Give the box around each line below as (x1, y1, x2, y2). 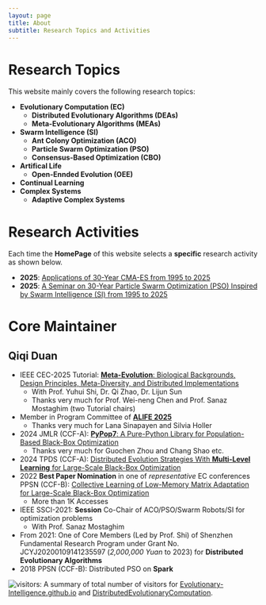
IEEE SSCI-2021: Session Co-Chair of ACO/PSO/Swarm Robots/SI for (19, 505, 245, 514)
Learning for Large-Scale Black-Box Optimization (19, 463, 181, 472)
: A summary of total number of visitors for (39, 580, 178, 589)
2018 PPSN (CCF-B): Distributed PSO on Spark (19, 565, 174, 574)
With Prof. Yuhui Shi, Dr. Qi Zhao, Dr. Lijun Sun (31, 387, 183, 397)
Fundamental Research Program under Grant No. (19, 539, 180, 549)
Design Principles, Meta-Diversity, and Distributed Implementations (19, 379, 239, 388)
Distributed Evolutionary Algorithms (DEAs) (31, 110, 179, 120)
